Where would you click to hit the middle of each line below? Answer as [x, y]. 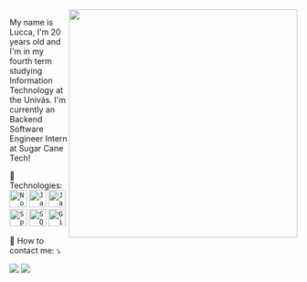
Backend [26, 119]
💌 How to [26, 240]
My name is [31, 22]
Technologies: [36, 185]
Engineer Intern [38, 139]
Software [26, 129]
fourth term [31, 61]
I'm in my [26, 51]
